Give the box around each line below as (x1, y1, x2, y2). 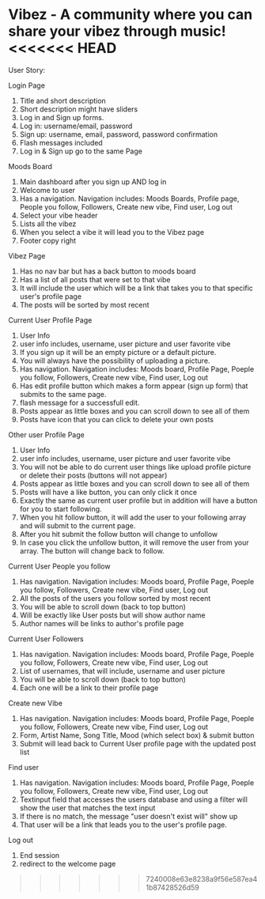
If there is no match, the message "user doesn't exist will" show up (19, 811, 238, 821)
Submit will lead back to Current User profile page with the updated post (19, 738, 256, 748)
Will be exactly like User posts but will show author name (19, 610, 206, 620)
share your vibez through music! (8, 22, 227, 40)
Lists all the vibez (19, 219, 77, 229)
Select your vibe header (19, 210, 98, 220)
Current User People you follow (8, 561, 111, 571)
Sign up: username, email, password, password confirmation (19, 129, 218, 139)
